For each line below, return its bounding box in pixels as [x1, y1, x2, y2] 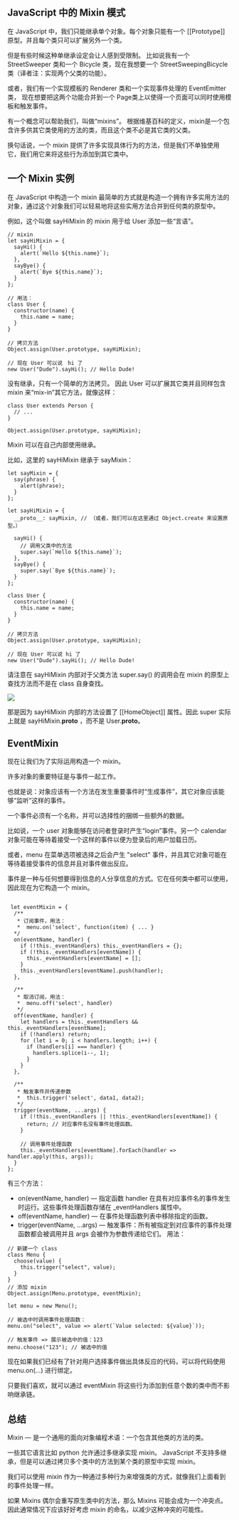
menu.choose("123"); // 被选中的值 [7, 1344, 108, 1351]
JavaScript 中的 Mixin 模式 [7, 6, 126, 19]
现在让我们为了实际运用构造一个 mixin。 [7, 757, 124, 766]
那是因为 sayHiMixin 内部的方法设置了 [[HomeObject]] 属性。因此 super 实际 [7, 707, 231, 716]
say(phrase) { [14, 476, 55, 483]
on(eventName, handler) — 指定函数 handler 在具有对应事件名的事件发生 [17, 1194, 231, 1203]
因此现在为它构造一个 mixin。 [7, 883, 94, 892]
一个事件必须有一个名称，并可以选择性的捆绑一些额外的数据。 [7, 812, 188, 820]
